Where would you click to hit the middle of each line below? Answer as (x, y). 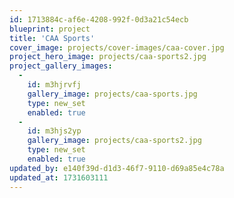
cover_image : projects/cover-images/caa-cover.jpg (117, 47)
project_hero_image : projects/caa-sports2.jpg (108, 57)
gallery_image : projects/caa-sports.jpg (112, 94)
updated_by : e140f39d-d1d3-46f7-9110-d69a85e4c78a (117, 168)
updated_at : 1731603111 (59, 177)
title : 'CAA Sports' (52, 38)
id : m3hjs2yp (54, 131)
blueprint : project (50, 29)
